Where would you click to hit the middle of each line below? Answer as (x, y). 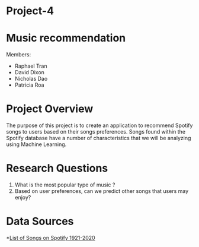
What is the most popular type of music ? (65, 185)
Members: (19, 55)
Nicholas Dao (31, 79)
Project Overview (50, 109)
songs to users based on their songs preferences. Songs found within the (96, 132)
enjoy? (23, 197)
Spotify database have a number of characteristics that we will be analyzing (99, 138)
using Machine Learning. (36, 144)
